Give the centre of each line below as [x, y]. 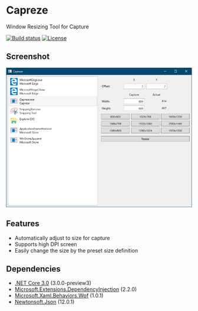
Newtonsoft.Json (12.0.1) [44, 302]
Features [23, 224]
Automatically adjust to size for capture [62, 238]
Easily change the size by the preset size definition [76, 250]
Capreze [27, 10]
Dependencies [33, 269]
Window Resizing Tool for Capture [48, 27]
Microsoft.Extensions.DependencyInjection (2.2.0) [76, 289]
